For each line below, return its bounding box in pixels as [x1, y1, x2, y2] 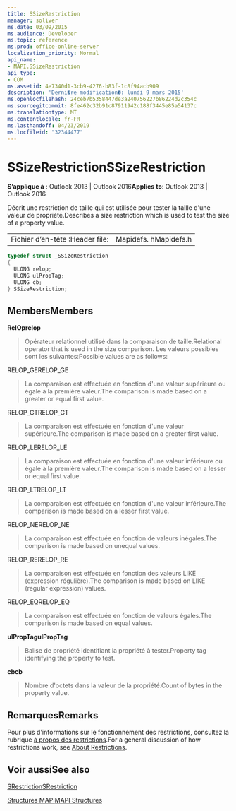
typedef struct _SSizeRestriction [7, 252, 109, 260]
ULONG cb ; [13, 278, 42, 286]
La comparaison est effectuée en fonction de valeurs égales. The [24, 612, 212, 620]
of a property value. [7, 218, 65, 227]
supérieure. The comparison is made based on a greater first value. [24, 430, 219, 438]
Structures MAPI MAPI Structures [7, 796, 103, 804]
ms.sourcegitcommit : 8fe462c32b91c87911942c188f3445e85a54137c [7, 102, 197, 109]
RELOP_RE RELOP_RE [7, 555, 68, 564]
